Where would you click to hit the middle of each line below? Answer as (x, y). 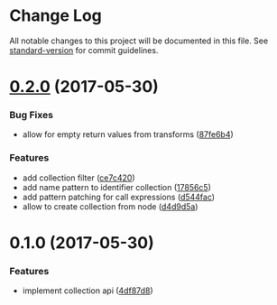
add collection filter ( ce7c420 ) (78, 178)
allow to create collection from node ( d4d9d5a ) (110, 206)
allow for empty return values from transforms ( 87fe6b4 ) (128, 134)
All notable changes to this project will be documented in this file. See (139, 41)
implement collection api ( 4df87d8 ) (88, 291)
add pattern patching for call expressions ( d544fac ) (118, 197)
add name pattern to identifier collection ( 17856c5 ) (117, 187)
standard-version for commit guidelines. (84, 50)
